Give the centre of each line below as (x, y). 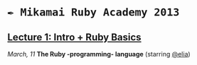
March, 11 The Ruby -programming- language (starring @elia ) (99, 54)
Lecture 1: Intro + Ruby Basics (74, 37)
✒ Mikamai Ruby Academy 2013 (94, 12)
